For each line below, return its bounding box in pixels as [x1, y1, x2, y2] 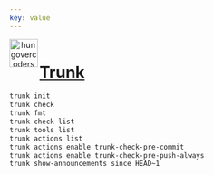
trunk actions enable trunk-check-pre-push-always [9, 151, 205, 160]
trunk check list [9, 117, 75, 126]
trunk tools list [9, 125, 75, 134]
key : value [9, 13, 51, 23]
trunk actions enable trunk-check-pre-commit [9, 142, 184, 151]
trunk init [9, 92, 51, 101]
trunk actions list [9, 133, 83, 143]
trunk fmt [9, 109, 47, 118]
